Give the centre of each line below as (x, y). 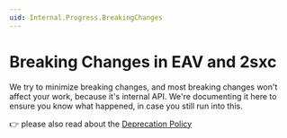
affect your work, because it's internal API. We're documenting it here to (143, 96)
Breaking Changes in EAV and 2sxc (143, 61)
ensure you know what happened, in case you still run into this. (126, 106)
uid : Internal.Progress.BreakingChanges (86, 17)
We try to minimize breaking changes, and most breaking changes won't (143, 87)
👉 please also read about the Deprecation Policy (101, 124)
